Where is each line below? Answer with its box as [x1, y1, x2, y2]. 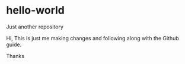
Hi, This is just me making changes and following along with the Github [6, 34, 179, 41]
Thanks [6, 52, 25, 59]
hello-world [6, 4, 65, 17]
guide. [6, 41, 22, 48]
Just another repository [6, 23, 64, 30]
